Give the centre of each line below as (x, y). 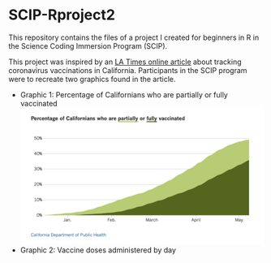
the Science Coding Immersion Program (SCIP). (88, 45)
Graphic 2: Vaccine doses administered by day (98, 250)
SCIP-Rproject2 (62, 15)
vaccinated (39, 103)
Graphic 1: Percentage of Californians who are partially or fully (124, 94)
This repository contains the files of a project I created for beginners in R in (134, 37)
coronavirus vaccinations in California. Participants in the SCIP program (128, 70)
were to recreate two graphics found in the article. (92, 79)
